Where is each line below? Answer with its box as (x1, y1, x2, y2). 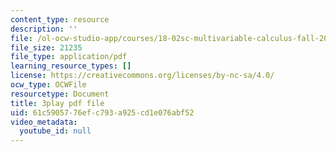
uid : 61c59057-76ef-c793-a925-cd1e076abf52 (10, 107, 195, 118)
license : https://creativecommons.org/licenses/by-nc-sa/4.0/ (10, 71, 275, 81)
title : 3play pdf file (10, 98, 105, 108)
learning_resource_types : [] (10, 61, 132, 71)
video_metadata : (10, 117, 78, 127)
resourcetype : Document (10, 89, 110, 99)
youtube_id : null (19, 126, 92, 136)
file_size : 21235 (10, 42, 83, 53)
